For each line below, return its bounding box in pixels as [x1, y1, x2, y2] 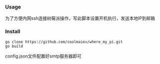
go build [5, 44, 23, 49]
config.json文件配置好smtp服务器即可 [5, 53, 82, 59]
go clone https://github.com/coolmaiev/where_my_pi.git [5, 39, 123, 44]
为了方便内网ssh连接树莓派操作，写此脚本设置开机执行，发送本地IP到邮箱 [5, 15, 155, 21]
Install [5, 28, 21, 35]
